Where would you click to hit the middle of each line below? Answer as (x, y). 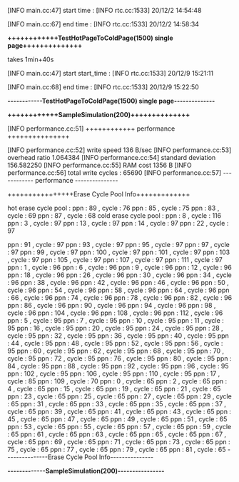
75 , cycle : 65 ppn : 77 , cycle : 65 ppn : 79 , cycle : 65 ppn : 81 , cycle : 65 (117, 450)
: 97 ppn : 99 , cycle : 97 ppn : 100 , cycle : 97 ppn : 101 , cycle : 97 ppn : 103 (119, 252)
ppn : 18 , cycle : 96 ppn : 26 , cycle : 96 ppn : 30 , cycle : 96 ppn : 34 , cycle (119, 275)
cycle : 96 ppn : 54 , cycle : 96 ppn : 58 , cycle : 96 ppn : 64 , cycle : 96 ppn (118, 290)
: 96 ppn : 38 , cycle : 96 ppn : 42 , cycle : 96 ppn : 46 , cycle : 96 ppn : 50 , (118, 282)
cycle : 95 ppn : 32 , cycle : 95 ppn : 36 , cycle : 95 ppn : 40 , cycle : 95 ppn (118, 336)
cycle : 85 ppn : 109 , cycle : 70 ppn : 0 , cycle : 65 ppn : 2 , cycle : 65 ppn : (117, 381)
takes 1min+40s (31, 59)
